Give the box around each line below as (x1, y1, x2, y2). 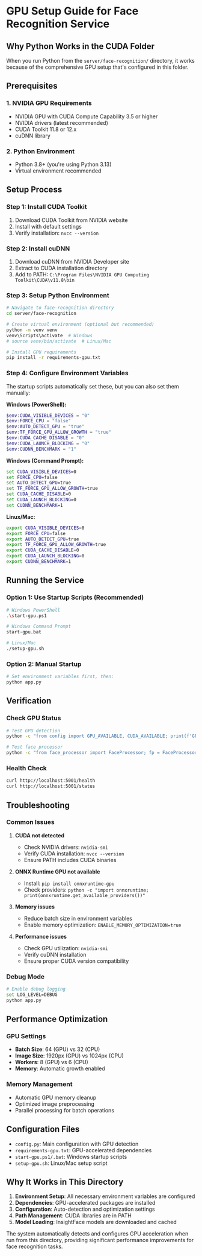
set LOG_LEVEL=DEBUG (6, 992, 58, 998)
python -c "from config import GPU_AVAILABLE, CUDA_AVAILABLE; (6, 733, 168, 740)
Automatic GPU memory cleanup (14, 1094, 97, 1101)
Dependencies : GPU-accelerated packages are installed (14, 1199, 156, 1207)
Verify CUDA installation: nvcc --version (23, 849, 124, 857)
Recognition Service (6, 17, 110, 31)
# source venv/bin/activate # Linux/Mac (6, 338, 112, 344)
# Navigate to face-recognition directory (6, 305, 114, 311)
